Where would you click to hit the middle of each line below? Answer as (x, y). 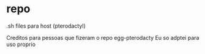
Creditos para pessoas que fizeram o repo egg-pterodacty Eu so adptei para (103, 37)
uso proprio (21, 44)
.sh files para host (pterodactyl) (46, 26)
